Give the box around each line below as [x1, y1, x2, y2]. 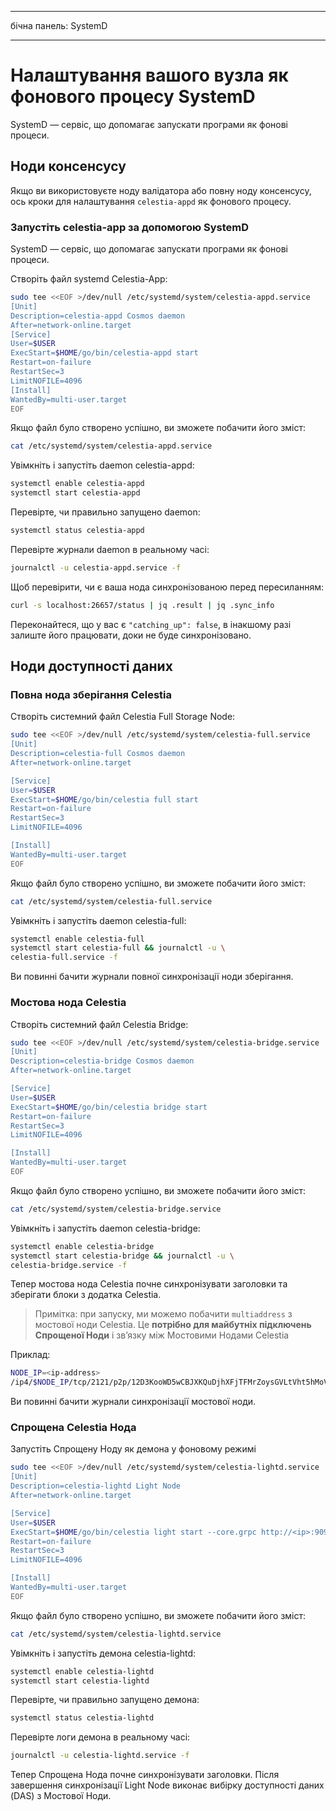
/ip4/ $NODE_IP [10, 1377, 70, 1388]
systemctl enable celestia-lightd [10, 1666, 155, 1676]
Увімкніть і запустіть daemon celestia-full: [10, 914, 187, 926]
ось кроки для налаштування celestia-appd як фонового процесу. [10, 195, 292, 207]
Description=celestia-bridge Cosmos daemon [10, 1056, 195, 1066]
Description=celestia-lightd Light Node [10, 1481, 182, 1491]
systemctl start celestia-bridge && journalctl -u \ [10, 1251, 235, 1261]
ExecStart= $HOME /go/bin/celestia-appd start [10, 348, 199, 358]
